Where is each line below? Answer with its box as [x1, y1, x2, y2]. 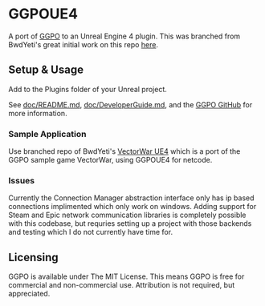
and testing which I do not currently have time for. [8, 227, 173, 237]
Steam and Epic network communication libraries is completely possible [8, 210, 247, 220]
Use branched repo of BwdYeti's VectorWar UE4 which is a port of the [8, 147, 241, 156]
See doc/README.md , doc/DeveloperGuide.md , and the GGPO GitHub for [8, 99, 253, 109]
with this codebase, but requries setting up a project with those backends [8, 219, 252, 228]
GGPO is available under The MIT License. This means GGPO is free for [8, 272, 245, 281]
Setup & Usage [8, 63, 84, 77]
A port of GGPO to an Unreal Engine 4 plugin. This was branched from [8, 31, 241, 41]
